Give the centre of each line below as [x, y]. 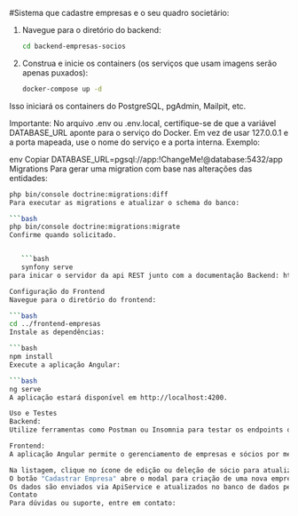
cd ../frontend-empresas [55, 324]
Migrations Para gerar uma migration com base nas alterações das [131, 169]
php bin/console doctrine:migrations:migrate [94, 227]
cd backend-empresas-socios [74, 46]
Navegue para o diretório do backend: [91, 30]
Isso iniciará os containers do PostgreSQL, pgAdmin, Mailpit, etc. [128, 106]
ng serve [25, 389]
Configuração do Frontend [57, 291]
